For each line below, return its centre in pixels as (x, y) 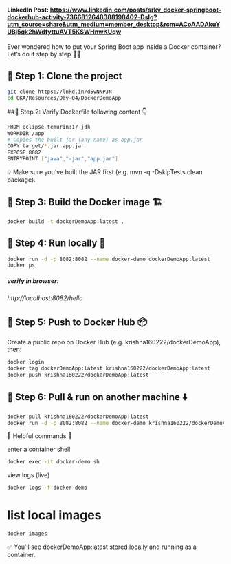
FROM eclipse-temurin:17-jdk (49, 127)
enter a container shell (39, 449)
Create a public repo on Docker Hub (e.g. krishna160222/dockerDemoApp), (114, 342)
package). (21, 180)
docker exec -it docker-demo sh (53, 462)
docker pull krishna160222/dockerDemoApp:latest (78, 417)
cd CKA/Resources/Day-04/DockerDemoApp (64, 98)
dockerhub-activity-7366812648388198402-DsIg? (82, 17)
